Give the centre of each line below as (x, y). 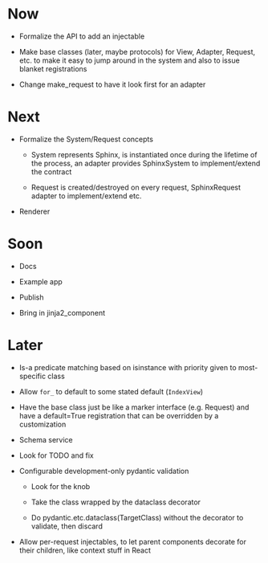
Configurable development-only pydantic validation (104, 471)
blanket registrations (53, 68)
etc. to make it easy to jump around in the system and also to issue (129, 60)
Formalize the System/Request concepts (86, 139)
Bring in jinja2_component (62, 312)
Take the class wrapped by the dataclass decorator (116, 502)
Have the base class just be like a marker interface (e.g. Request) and (134, 407)
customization (43, 424)
